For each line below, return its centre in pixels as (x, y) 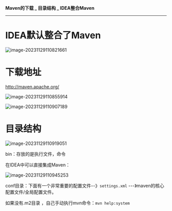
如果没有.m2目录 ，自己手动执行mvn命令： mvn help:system (68, 203)
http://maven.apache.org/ (33, 87)
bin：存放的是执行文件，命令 (36, 154)
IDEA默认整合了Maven (53, 36)
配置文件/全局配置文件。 (31, 192)
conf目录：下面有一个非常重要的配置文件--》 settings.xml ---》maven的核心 (85, 185)
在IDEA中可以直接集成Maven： (38, 165)
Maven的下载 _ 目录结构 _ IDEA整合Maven (50, 8)
